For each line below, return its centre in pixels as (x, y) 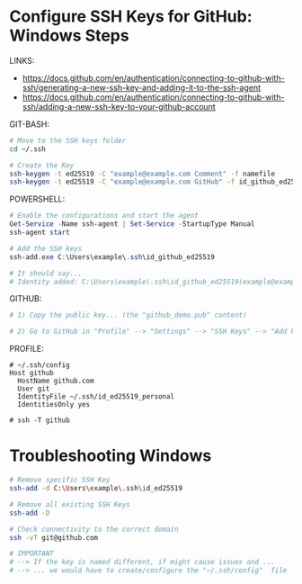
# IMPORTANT (31, 554)
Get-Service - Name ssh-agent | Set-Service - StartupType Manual (132, 224)
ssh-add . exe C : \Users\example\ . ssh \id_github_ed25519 (112, 257)
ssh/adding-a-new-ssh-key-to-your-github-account (119, 106)
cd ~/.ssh (28, 149)
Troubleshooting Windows (111, 456)
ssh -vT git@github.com (54, 537)
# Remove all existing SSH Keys (70, 504)
